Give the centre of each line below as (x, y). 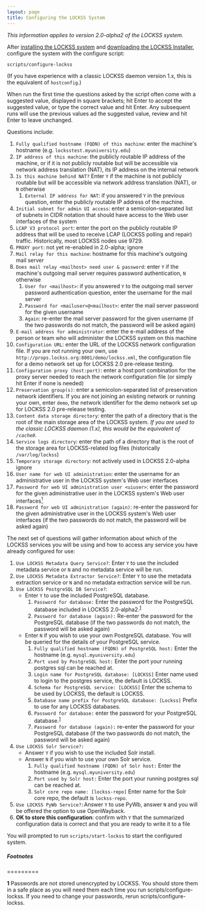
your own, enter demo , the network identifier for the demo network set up (106, 402)
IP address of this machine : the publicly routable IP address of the (100, 157)
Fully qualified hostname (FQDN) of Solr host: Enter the (107, 766)
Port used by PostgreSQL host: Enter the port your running (108, 661)
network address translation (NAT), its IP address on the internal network (107, 169)
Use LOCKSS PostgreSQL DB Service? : (62, 589)
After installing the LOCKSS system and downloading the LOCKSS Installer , (101, 47)
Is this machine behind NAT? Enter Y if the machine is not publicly (99, 176)
